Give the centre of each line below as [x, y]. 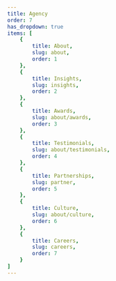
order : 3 [45, 124]
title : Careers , [56, 241]
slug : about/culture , [64, 215]
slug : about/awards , [62, 117]
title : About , [52, 46]
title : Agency [28, 14]
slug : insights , [56, 85]
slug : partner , [54, 182]
